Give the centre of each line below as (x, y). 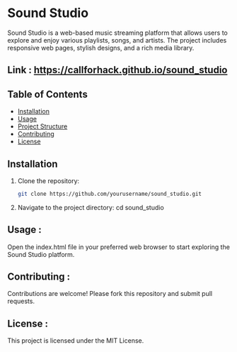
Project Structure (42, 126)
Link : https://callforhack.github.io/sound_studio (117, 70)
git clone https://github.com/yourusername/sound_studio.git (110, 194)
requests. (21, 301)
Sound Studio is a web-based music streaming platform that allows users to (117, 33)
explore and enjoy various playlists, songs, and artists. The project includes (117, 40)
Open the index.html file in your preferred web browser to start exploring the (118, 247)
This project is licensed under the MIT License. (76, 341)
